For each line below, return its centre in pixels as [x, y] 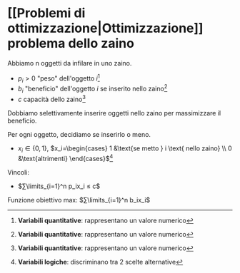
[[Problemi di [46, 13]
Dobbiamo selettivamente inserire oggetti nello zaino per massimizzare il [114, 113]
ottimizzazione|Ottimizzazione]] [105, 28]
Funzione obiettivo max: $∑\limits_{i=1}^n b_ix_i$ [79, 200]
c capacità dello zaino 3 [51, 98]
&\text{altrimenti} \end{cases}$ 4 [65, 158]
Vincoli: [19, 172]
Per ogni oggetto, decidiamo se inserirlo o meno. [79, 134]
